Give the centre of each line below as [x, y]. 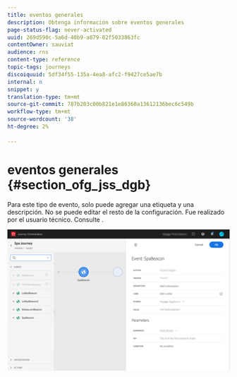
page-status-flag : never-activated [60, 30]
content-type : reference [44, 60]
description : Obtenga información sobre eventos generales [96, 22]
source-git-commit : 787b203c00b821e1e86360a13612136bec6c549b [101, 104]
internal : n [25, 82]
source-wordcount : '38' [42, 119]
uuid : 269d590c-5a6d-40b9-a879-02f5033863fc [74, 37]
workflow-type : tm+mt [39, 112]
